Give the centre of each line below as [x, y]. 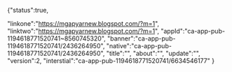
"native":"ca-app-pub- [139, 46]
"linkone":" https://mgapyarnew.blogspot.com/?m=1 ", [83, 23]
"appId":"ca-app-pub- [193, 31]
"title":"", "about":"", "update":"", [153, 53]
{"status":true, [28, 10]
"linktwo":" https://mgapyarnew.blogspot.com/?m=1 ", [83, 31]
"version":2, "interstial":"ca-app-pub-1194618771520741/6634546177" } [111, 61]
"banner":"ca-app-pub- [142, 38]
